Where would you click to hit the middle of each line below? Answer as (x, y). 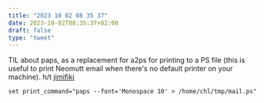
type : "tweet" (32, 38)
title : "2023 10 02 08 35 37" (58, 15)
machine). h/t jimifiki (42, 77)
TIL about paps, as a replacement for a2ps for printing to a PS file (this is (127, 60)
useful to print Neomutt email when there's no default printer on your (121, 69)
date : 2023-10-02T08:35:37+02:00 (63, 23)
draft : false (30, 30)
